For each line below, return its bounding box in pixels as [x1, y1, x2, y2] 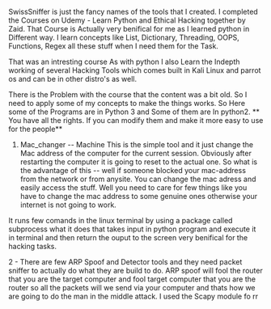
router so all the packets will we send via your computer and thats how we [8, 283, 256, 292]
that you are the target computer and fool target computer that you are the [8, 274, 256, 284]
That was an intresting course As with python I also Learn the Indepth [8, 57, 240, 66]
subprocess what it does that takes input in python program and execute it [8, 224, 256, 234]
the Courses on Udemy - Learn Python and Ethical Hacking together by [8, 15, 246, 25]
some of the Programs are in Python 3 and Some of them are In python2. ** [8, 107, 260, 116]
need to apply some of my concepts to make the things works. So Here [8, 99, 245, 108]
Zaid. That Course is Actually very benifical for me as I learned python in [8, 24, 250, 33]
